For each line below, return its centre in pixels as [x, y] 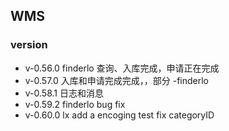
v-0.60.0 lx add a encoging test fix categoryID [119, 115]
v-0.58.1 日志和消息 [64, 93]
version [29, 45]
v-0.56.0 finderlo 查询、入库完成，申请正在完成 [122, 68]
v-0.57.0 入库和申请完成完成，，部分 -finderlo [117, 80]
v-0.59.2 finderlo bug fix [75, 104]
